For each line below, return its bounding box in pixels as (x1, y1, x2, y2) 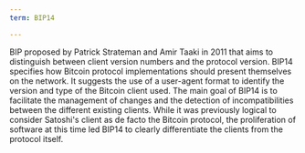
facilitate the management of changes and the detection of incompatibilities (9, 95, 294, 106)
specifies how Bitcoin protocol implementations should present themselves (9, 66, 292, 76)
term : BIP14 (9, 13, 55, 23)
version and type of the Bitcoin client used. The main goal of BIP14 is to (9, 85, 279, 96)
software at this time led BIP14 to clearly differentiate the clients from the (9, 124, 283, 135)
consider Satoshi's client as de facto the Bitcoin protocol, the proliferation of (9, 114, 297, 125)
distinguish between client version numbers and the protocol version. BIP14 (9, 56, 294, 66)
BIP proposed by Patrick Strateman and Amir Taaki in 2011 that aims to (9, 46, 274, 57)
